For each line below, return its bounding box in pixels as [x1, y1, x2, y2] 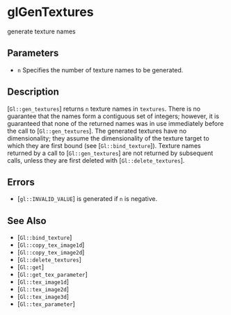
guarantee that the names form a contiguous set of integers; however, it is [7, 112, 219, 120]
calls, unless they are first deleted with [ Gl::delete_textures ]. [7, 156, 185, 164]
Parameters [7, 47, 59, 59]
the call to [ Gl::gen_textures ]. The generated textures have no [7, 127, 186, 135]
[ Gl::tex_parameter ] [17, 300, 75, 308]
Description [7, 86, 59, 98]
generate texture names [7, 27, 77, 35]
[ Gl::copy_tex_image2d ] [17, 248, 85, 257]
